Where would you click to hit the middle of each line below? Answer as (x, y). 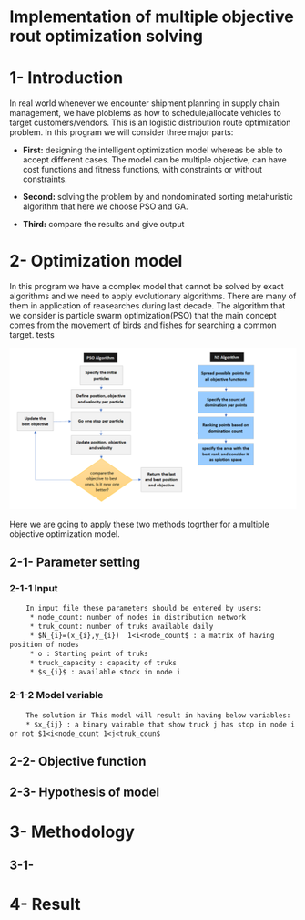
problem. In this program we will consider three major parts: (122, 132)
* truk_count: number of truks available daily (122, 627)
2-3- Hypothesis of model (85, 793)
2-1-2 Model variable (56, 695)
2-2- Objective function (78, 761)
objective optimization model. (65, 533)
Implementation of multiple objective (152, 17)
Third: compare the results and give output (103, 225)
